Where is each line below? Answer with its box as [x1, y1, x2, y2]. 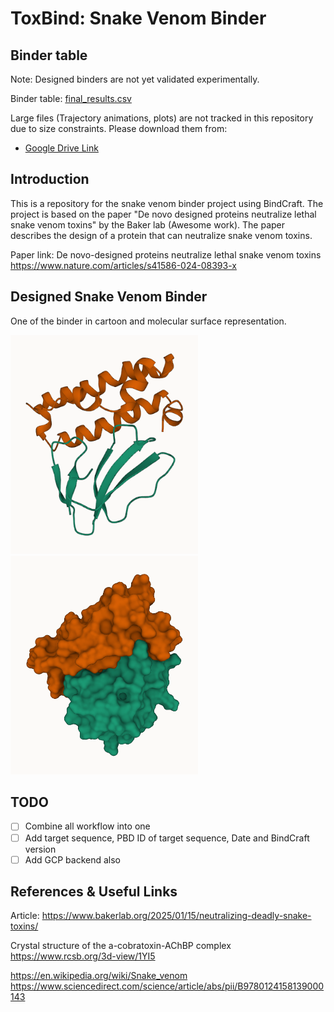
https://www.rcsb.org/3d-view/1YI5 [10, 950, 156, 962]
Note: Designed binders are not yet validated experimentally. [10, 73, 260, 85]
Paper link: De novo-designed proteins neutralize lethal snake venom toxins [10, 248, 322, 261]
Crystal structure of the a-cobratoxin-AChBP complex [10, 940, 232, 952]
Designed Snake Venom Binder [10, 288, 208, 306]
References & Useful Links [10, 883, 178, 901]
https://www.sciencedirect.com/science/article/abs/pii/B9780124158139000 [10, 980, 325, 992]
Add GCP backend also [24, 853, 121, 866]
